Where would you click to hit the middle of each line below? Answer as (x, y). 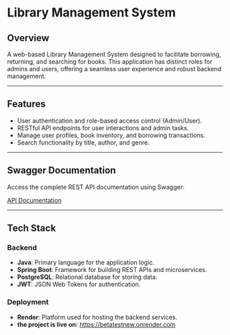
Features (26, 104)
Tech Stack (31, 228)
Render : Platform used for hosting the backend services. (97, 317)
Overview (28, 38)
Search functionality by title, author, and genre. (83, 142)
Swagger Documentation (62, 170)
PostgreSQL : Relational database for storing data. (87, 277)
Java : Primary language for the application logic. (86, 262)
